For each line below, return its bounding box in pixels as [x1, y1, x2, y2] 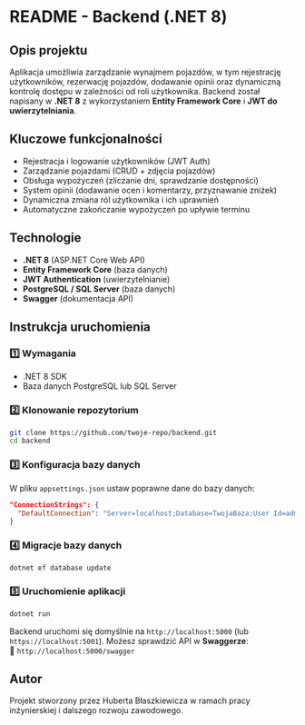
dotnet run [9, 609, 51, 619]
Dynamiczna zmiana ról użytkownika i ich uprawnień [22, 194, 220, 205]
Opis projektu [9, 43, 88, 58]
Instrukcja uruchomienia [9, 320, 152, 335]
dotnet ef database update [9, 563, 112, 572]
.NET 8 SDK [22, 371, 67, 382]
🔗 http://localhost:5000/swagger [9, 645, 135, 656]
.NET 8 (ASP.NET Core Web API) [22, 254, 145, 265]
